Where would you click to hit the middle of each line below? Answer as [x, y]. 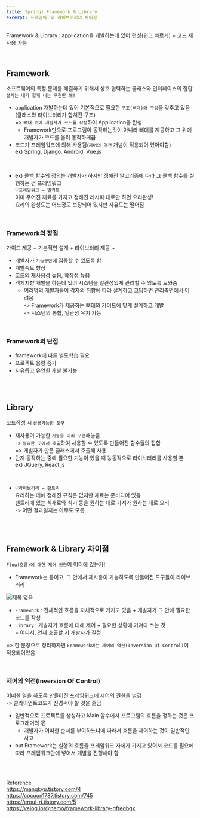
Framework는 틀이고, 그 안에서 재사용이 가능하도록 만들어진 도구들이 [95, 577]
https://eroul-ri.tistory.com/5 [41, 802]
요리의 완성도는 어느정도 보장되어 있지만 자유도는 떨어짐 [79, 205]
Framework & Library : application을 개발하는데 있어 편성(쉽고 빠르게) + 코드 [96, 35]
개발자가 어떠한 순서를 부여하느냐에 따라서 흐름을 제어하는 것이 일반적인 [107, 730]
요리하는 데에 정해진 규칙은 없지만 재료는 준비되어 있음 [78, 495]
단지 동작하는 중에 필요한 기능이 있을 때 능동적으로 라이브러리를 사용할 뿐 [99, 458]
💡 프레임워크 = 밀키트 [37, 190]
